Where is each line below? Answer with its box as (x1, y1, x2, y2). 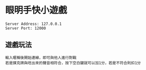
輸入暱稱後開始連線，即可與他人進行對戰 (5, 55, 77, 60)
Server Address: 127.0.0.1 (5, 21, 62, 26)
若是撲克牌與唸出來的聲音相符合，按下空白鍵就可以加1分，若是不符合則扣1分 (5, 60, 141, 65)
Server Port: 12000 (5, 25, 46, 30)
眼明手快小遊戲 (5, 4, 67, 16)
